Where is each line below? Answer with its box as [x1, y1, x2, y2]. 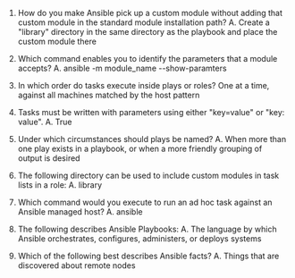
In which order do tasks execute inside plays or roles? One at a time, [17, 80, 270, 90]
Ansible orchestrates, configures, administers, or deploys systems [17, 233, 262, 244]
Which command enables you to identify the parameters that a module [17, 54, 278, 63]
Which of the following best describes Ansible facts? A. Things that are [17, 250, 280, 261]
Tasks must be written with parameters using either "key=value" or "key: [17, 107, 285, 117]
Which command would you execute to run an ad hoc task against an [17, 197, 273, 207]
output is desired [17, 153, 80, 164]
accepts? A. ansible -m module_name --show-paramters [17, 63, 227, 73]
